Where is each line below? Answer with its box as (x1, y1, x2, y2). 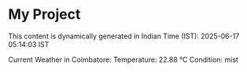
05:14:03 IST (8, 39, 50, 49)
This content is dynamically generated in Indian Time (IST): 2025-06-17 (8, 31, 240, 41)
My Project (8, 5, 81, 23)
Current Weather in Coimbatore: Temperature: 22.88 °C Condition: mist (8, 55, 238, 64)
